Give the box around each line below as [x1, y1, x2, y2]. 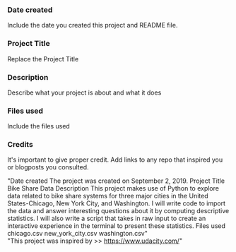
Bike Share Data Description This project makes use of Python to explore [7, 184, 219, 193]
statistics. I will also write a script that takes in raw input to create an [7, 214, 206, 223]
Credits [7, 140, 33, 150]
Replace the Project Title [7, 54, 79, 63]
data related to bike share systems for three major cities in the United [7, 192, 208, 200]
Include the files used [7, 122, 71, 131]
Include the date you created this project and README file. [7, 21, 178, 30]
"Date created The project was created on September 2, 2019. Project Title [7, 176, 225, 185]
